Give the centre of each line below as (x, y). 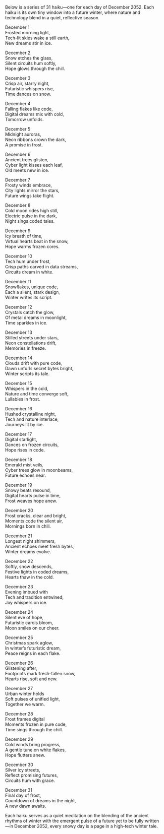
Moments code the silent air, (34, 521)
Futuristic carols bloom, (29, 623)
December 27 (19, 688)
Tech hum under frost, (28, 261)
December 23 (19, 587)
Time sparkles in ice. (26, 323)
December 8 (18, 205)
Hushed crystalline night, (30, 414)
